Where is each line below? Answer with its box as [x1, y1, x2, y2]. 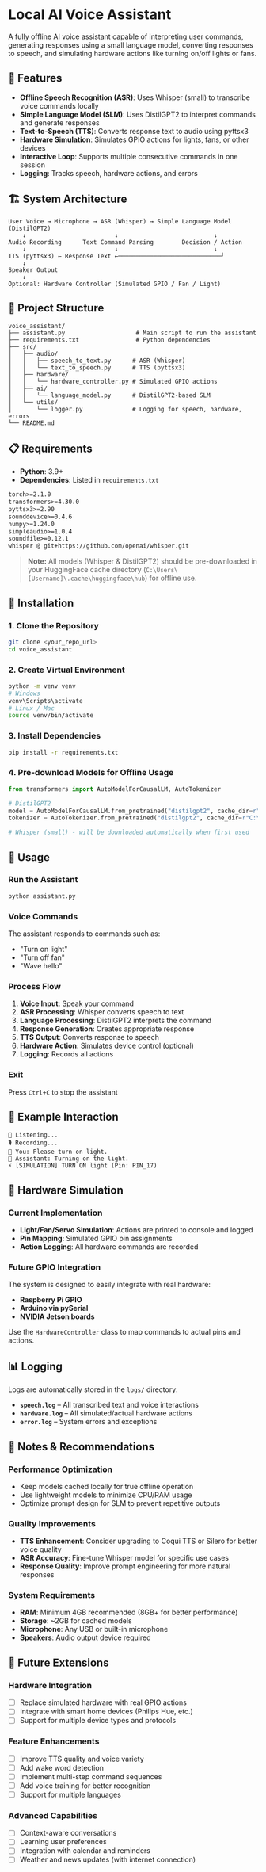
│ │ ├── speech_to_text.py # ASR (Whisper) [8, 357, 186, 365]
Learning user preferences [19, 1837, 107, 1847]
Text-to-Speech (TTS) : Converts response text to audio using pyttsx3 [19, 126, 249, 136]
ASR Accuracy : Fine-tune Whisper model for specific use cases [19, 1553, 230, 1563]
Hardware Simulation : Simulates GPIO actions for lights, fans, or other [19, 135, 249, 144]
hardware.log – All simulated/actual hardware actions [19, 1408, 192, 1418]
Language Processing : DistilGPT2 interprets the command [19, 1016, 212, 1026]
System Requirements [8, 1590, 96, 1601]
